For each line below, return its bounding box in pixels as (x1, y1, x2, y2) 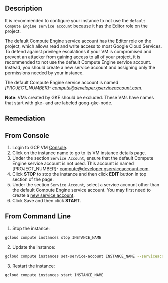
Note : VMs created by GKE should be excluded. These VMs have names (5, 94, 154, 100)
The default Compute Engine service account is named (5, 79, 119, 85)
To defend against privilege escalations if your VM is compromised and (5, 48, 152, 54)
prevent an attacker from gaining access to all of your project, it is (5, 54, 141, 60)
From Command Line (5, 212, 71, 221)
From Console (5, 131, 50, 140)
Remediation (5, 114, 46, 123)
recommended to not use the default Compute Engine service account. (5, 59, 151, 65)
